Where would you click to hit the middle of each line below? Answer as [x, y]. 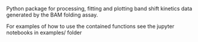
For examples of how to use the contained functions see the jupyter [90, 26]
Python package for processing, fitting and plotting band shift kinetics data [99, 9]
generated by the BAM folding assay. [52, 15]
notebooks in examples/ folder [44, 33]
